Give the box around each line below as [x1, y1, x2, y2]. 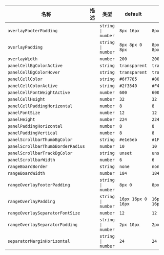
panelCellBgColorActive [7, 63, 63, 68]
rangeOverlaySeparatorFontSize [7, 210, 81, 216]
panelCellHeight [7, 96, 45, 102]
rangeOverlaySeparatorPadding [7, 222, 78, 227]
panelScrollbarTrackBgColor [7, 150, 73, 156]
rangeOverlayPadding [7, 199, 55, 204]
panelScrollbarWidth [7, 157, 55, 162]
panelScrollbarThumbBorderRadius [7, 144, 85, 149]
